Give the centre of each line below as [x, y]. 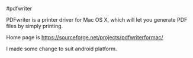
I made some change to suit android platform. [62, 49]
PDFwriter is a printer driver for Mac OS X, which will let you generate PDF [97, 20]
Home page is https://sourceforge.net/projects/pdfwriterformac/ [85, 37]
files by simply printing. [35, 26]
